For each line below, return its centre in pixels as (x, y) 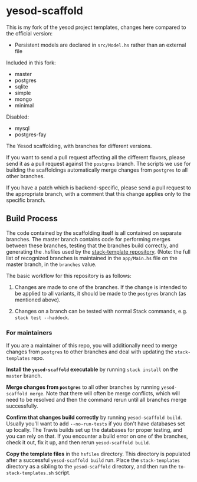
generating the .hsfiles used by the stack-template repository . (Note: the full (98, 251)
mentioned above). (37, 300)
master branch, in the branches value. (51, 264)
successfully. (22, 406)
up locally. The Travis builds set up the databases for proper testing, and (94, 430)
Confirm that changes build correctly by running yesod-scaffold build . (94, 418)
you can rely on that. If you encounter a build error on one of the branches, (97, 436)
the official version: (29, 33)
